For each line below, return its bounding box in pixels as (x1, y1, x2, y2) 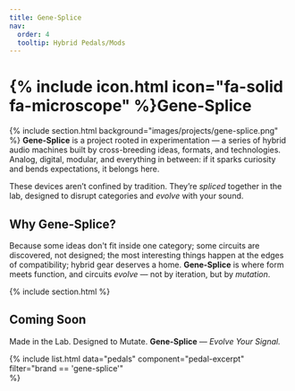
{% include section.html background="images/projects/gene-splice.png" (9, 126, 279, 136)
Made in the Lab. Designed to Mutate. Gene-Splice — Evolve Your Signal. (9, 335, 281, 346)
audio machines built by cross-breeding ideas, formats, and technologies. (9, 144, 282, 155)
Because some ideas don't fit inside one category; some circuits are (9, 240, 260, 251)
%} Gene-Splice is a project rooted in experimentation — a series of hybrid (9, 135, 287, 146)
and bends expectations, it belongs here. (9, 163, 160, 175)
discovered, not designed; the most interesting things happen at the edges (9, 250, 284, 260)
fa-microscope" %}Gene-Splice (9, 96, 252, 117)
